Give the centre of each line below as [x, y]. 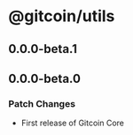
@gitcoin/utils [62, 16]
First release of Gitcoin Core [73, 123]
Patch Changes [42, 103]
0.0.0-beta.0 [45, 78]
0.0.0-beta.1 [43, 49]
